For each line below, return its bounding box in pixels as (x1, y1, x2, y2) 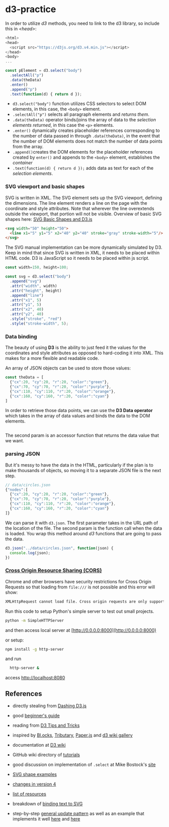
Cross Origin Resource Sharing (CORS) (5, 567, 102, 574)
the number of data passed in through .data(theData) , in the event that (12, 133, 160, 139)
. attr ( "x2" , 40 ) (10, 307, 44, 312)
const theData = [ (5, 375, 44, 380)
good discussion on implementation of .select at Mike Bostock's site (12, 762, 156, 768)
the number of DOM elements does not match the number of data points (12, 138, 162, 145)
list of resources (12, 791, 46, 797)
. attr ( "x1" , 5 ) (10, 297, 42, 303)
